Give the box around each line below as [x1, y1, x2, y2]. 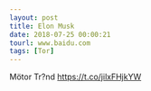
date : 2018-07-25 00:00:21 [9, 30, 111, 39]
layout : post [9, 13, 59, 23]
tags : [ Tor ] [9, 47, 54, 56]
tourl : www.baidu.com [9, 38, 91, 48]
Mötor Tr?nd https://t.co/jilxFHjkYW [9, 71, 142, 82]
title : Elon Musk [9, 22, 75, 31]
